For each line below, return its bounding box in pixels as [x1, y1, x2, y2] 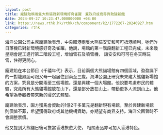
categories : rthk [5, 25, 40, 30]
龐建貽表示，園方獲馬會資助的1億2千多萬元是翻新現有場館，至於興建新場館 [5, 102, 154, 108]
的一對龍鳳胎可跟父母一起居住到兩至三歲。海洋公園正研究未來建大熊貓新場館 [5, 74, 158, 80]
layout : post [5, 7, 32, 12]
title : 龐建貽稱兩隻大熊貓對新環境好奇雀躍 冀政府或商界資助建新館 [5, 12, 125, 17]
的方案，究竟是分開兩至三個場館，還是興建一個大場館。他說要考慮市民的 [5, 80, 149, 85]
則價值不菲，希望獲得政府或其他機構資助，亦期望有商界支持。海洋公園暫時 [5, 108, 154, 114]
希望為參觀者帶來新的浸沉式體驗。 [5, 92, 73, 98]
